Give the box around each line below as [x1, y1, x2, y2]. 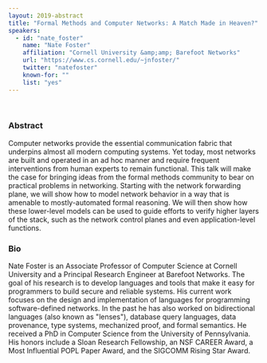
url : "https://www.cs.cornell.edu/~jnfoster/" [22, 57, 180, 65]
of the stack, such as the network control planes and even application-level [8, 215, 256, 224]
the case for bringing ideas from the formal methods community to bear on [8, 172, 255, 182]
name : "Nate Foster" [22, 41, 91, 49]
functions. [8, 223, 41, 232]
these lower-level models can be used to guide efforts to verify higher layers [8, 206, 259, 215]
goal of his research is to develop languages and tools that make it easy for [8, 278, 255, 288]
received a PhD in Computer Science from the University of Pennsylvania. [8, 329, 251, 339]
